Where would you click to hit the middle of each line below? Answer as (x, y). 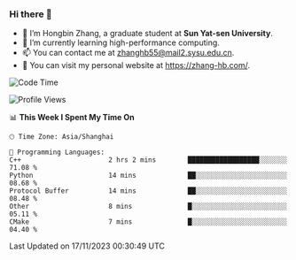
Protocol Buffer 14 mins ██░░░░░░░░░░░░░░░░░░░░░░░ (148, 191)
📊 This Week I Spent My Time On (72, 118)
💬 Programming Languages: (57, 153)
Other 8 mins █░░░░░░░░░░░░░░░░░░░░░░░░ (148, 207)
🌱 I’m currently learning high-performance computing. (121, 42)
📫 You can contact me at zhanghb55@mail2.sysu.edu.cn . (128, 53)
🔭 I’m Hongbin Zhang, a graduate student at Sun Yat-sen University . (147, 34)
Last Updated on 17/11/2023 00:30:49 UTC (87, 246)
